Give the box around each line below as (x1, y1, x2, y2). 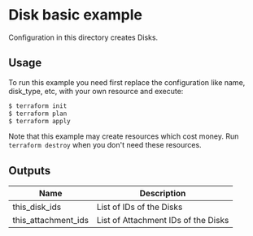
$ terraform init (8, 101, 68, 110)
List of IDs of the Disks (96, 201, 183, 212)
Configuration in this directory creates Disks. (8, 32, 159, 42)
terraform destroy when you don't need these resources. (8, 140, 202, 150)
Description (139, 188, 186, 200)
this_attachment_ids (12, 215, 89, 226)
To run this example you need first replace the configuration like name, (8, 77, 246, 87)
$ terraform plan (8, 109, 68, 118)
